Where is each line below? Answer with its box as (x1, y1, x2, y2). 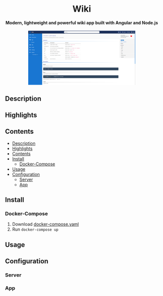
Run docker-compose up (12, 226, 58, 232)
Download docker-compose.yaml (12, 221, 79, 227)
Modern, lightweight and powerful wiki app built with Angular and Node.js (5, 19, 158, 25)
